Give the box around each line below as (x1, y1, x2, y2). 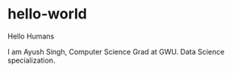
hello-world (7, 5, 88, 23)
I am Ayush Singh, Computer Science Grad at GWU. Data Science (7, 47, 225, 56)
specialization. (7, 55, 56, 65)
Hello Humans (7, 31, 55, 41)
